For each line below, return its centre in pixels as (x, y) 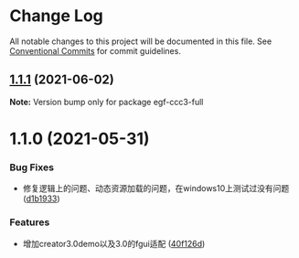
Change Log (56, 16)
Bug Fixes (32, 167)
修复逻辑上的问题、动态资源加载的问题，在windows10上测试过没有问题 (156, 188)
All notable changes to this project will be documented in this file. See (141, 41)
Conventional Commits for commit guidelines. (95, 50)
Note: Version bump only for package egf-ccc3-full (107, 102)
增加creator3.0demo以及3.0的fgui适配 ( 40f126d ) (114, 243)
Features (30, 222)
